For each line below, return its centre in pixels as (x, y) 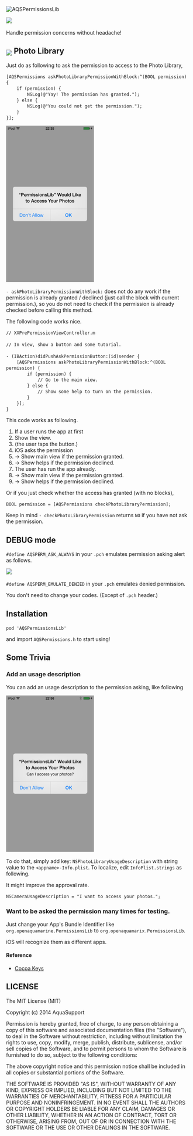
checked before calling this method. (49, 310)
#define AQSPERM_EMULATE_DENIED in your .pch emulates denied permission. (96, 584)
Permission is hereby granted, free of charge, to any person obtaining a (92, 1023)
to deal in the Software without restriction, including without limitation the (94, 1036)
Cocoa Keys (29, 968)
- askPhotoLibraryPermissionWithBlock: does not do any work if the (88, 291)
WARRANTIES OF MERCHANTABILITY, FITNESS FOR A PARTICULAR (89, 1096)
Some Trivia (28, 658)
